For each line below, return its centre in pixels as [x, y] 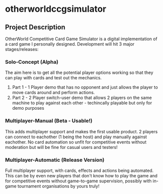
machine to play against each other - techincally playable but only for [82, 103]
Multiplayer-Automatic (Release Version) [55, 160]
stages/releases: [22, 49]
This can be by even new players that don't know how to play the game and [81, 175]
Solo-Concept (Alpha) [32, 62]
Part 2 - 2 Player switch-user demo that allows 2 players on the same [82, 98]
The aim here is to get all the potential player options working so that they [79, 73]
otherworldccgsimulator [56, 9]
